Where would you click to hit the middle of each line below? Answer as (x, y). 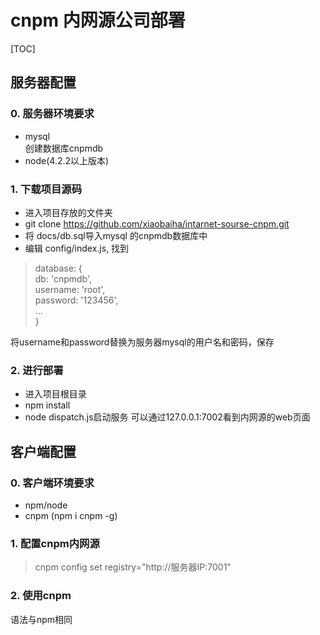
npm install (47, 405)
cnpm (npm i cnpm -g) (71, 515)
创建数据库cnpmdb (64, 148)
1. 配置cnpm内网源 (55, 543)
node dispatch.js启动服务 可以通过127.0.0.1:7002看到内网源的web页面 (167, 417)
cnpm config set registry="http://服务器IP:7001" (133, 567)
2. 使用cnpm (41, 596)
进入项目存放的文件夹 (68, 212)
